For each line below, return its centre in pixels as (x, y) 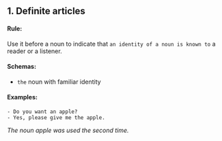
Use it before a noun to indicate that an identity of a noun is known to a (112, 44)
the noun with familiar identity (59, 82)
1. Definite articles (46, 11)
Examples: (22, 97)
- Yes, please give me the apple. (56, 118)
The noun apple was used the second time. (68, 130)
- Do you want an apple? (42, 112)
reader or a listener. (35, 51)
